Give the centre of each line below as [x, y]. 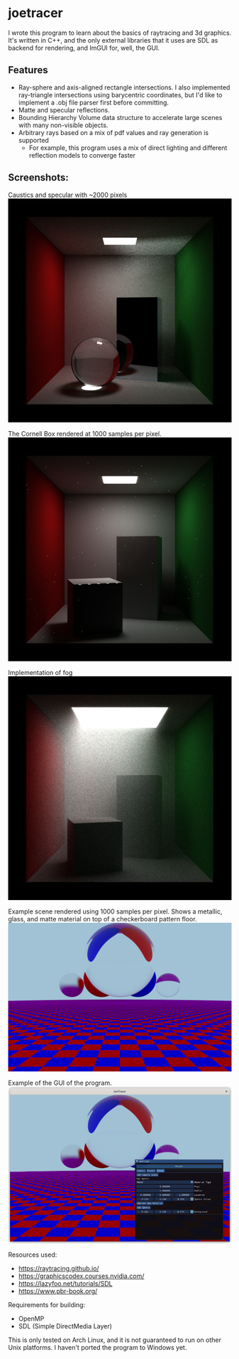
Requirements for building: [47, 1305]
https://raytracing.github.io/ [59, 1269]
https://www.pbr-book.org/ [58, 1292]
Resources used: [33, 1255]
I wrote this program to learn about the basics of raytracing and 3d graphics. [120, 33]
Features [28, 70]
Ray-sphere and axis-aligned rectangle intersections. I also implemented [124, 87]
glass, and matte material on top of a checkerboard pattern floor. [102, 919]
